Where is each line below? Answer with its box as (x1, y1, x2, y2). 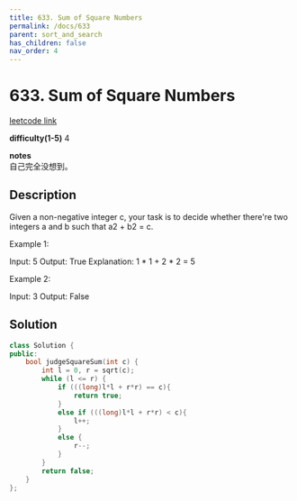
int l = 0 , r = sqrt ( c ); (41, 366, 135, 375)
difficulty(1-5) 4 (9, 132, 70, 144)
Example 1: (9, 238, 49, 249)
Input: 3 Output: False (9, 290, 90, 302)
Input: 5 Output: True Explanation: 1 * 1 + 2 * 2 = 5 (9, 256, 196, 267)
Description (9, 187, 76, 203)
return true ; (73, 391, 123, 400)
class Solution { (9, 341, 75, 350)
